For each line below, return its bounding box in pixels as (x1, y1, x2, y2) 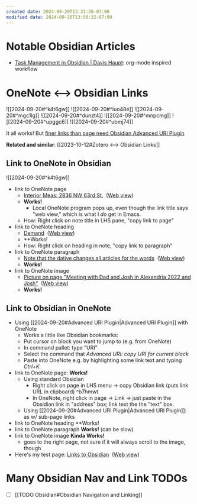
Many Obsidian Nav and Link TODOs (6, 471, 188, 485)
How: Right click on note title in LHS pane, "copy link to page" (23, 217, 175, 224)
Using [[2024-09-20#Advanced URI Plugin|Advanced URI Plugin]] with (14, 319, 188, 326)
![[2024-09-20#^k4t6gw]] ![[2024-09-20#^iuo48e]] (6, 106, 133, 113)
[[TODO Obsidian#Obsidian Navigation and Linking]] (14, 491, 143, 498)
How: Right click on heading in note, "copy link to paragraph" (23, 242, 173, 249)
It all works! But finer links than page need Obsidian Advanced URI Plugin (6, 130, 185, 137)
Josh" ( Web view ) (23, 280, 69, 287)
